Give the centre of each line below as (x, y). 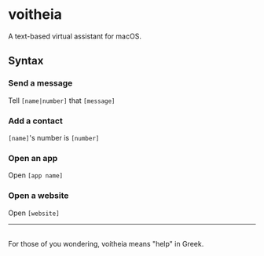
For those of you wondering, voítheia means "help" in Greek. (106, 243)
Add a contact (35, 121)
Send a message (40, 83)
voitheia (35, 15)
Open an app (33, 158)
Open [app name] (36, 175)
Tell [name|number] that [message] (62, 101)
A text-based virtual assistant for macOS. (75, 36)
